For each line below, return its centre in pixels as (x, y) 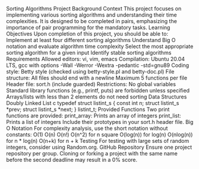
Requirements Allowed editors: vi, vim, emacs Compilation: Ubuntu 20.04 (96, 59)
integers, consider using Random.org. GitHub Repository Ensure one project (99, 147)
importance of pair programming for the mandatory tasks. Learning (88, 27)
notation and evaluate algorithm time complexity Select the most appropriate (100, 46)
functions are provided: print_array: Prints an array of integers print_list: (94, 116)
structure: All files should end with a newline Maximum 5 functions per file (97, 78)
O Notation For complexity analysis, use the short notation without (87, 128)
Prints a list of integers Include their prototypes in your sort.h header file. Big (100, 122)
